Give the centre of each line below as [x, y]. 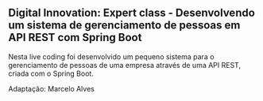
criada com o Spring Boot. [51, 73]
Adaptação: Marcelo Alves [52, 88]
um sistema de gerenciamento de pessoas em [124, 26]
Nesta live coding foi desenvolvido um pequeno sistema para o [111, 56]
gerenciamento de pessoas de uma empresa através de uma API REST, [124, 65]
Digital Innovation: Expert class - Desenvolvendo [132, 13]
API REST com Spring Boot [75, 37]
